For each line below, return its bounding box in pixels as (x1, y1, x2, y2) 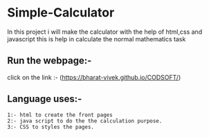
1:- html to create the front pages (7, 112, 113, 118)
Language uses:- (7, 93, 82, 105)
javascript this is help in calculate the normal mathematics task (7, 34, 186, 43)
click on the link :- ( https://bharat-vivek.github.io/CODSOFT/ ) (7, 73, 181, 81)
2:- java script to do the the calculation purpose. (7, 117, 163, 125)
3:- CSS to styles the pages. (7, 123, 95, 130)
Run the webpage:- (7, 55, 92, 67)
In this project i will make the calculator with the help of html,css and (7, 28, 203, 36)
